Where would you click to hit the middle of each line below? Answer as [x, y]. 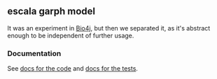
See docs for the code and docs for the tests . [73, 69]
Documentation [34, 53]
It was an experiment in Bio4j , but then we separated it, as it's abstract [109, 28]
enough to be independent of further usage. [71, 35]
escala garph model [51, 11]
